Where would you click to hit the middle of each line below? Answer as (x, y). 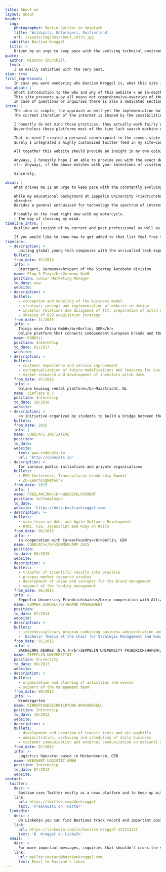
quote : (12, 56)
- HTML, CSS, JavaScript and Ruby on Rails (64, 526)
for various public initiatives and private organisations (80, 467)
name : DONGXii (28, 338)
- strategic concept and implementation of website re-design (83, 306)
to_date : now (27, 283)
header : (13, 19)
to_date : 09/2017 (32, 664)
